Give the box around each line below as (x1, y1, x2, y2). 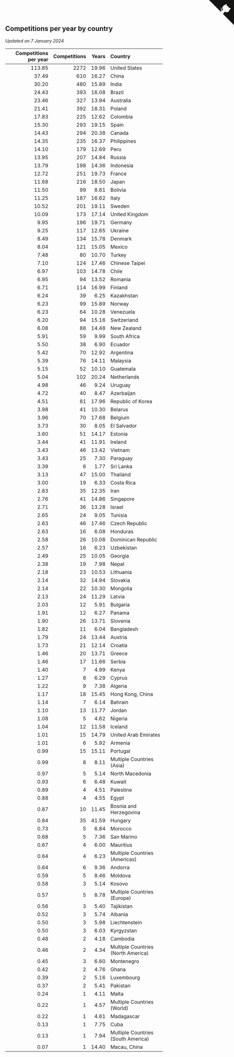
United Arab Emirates (110, 731, 160, 738)
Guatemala (110, 365, 136, 372)
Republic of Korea (110, 398, 152, 405)
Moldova (110, 872, 131, 879)
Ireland (110, 438, 127, 445)
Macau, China (110, 1043, 143, 1050)
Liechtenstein (110, 919, 142, 926)
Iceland (110, 723, 128, 730)
